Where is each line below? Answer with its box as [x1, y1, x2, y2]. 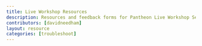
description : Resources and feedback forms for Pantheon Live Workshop [6, 14, 189, 20]
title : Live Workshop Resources [6, 8, 87, 15]
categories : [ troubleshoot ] [6, 31, 77, 37]
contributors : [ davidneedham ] [6, 20, 82, 26]
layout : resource [6, 25, 50, 32]
